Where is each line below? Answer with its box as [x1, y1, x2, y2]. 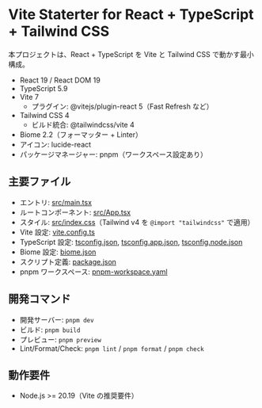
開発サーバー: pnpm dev [19, 315, 94, 324]
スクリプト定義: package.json [19, 257, 117, 266]
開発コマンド [8, 292, 71, 306]
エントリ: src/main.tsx [19, 197, 93, 207]
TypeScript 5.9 [19, 83, 68, 93]
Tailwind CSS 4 [19, 110, 70, 120]
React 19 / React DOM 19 [19, 75, 101, 85]
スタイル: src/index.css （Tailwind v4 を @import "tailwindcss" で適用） [19, 217, 255, 227]
